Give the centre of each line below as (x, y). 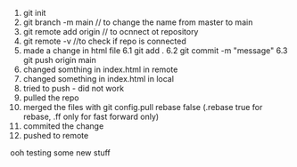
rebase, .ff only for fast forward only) (91, 116)
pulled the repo (51, 98)
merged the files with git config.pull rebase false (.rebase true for (143, 107)
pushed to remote (56, 135)
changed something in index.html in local (99, 79)
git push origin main (59, 60)
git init (34, 13)
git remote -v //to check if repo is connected (104, 41)
